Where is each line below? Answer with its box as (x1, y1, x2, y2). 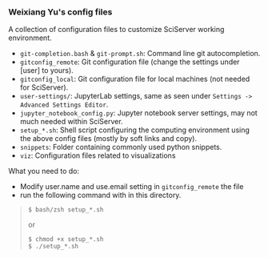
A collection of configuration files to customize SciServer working (8, 25, 225, 34)
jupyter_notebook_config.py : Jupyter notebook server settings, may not (19, 108, 258, 118)
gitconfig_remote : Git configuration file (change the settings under (19, 57, 240, 67)
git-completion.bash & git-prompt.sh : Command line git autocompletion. (19, 49, 261, 58)
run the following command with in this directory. (19, 191, 182, 200)
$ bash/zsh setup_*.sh (27, 206, 104, 214)
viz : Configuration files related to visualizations (19, 151, 176, 160)
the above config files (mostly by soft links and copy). (19, 134, 198, 143)
